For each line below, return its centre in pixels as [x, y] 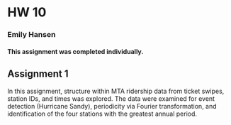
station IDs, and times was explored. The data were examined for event [111, 98]
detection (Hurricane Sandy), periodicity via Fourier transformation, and [112, 106]
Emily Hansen [32, 35]
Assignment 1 [38, 74]
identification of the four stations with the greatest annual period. [102, 114]
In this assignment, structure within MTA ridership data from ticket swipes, [116, 91]
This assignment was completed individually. [75, 51]
